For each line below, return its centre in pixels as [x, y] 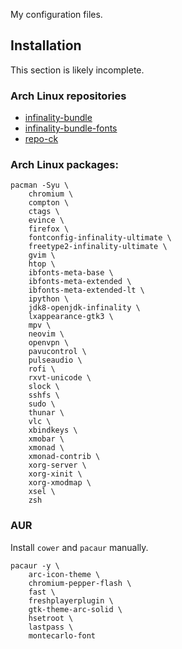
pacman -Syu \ [40, 185]
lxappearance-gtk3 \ [71, 317]
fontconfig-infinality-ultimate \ [100, 238]
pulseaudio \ [55, 360]
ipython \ [49, 299]
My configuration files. [56, 14]
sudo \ [42, 404]
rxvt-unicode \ [60, 378]
